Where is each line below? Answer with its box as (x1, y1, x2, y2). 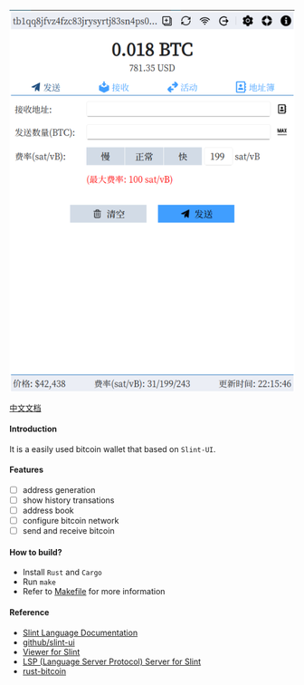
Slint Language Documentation (22, 627, 138, 638)
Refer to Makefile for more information (22, 586, 166, 597)
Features (9, 464, 43, 476)
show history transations (22, 495, 115, 506)
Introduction (9, 423, 57, 435)
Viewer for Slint (22, 646, 81, 657)
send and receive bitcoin (22, 526, 115, 536)
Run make (22, 576, 56, 587)
